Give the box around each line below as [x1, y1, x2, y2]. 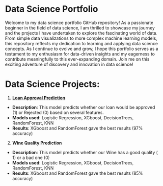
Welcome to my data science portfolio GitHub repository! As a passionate [5, 20, 154, 26]
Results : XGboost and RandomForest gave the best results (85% [12, 170, 143, 176]
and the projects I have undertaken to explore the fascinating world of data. [5, 30, 158, 36]
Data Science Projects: [5, 79, 100, 90]
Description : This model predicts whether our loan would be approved [12, 104, 156, 110]
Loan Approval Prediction [12, 95, 65, 101]
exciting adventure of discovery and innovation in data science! [5, 61, 134, 67]
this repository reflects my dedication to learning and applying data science [5, 40, 158, 46]
